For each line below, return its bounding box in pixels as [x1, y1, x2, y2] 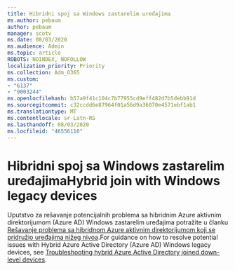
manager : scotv [7, 29, 52, 37]
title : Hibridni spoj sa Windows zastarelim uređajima [7, 10, 171, 18]
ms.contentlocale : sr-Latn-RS [7, 114, 96, 121]
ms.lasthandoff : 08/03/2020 [7, 121, 90, 128]
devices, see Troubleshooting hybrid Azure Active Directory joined [7, 248, 200, 257]
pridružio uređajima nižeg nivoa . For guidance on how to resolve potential [7, 233, 219, 242]
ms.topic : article [7, 50, 61, 57]
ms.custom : [7, 75, 39, 83]
